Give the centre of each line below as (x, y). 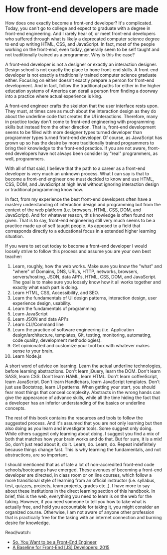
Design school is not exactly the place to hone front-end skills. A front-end (82, 69)
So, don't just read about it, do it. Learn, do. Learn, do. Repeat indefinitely (81, 444)
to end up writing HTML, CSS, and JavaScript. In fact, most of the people (80, 44)
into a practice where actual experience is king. (54, 96)
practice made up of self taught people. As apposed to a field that (73, 226)
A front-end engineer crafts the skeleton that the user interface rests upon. (82, 106)
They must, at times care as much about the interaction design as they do (81, 111)
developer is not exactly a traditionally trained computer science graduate (81, 75)
